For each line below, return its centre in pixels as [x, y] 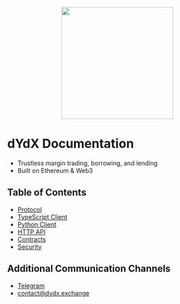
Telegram [31, 285]
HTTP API [31, 232]
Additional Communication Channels [89, 269]
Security [29, 247]
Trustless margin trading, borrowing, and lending [88, 163]
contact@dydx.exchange [53, 293]
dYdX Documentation [71, 144]
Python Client [37, 224]
